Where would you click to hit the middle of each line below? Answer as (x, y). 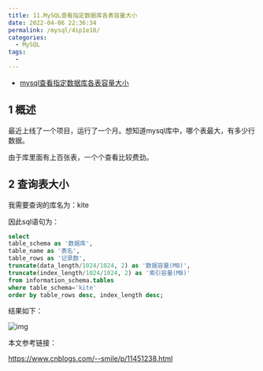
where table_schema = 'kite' (52, 288)
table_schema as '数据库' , (50, 244)
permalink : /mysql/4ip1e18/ (54, 30)
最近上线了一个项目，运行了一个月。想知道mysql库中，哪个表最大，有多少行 (132, 130)
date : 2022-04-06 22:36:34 (52, 23)
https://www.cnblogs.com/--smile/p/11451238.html (91, 358)
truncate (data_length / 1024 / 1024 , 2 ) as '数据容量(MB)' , (99, 265)
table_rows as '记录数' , (47, 258)
